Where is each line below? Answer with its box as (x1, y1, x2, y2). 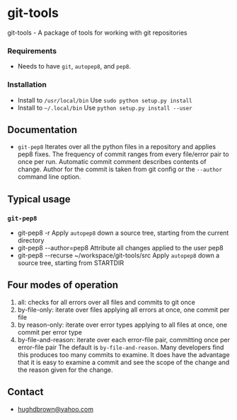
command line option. (17, 173, 81, 181)
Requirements (7, 46, 57, 56)
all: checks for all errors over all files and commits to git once (17, 298, 196, 306)
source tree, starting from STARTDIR (17, 259, 125, 267)
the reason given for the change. (17, 366, 113, 374)
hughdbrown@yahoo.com (17, 404, 94, 413)
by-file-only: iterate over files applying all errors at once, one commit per (17, 305, 230, 314)
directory (17, 236, 45, 245)
